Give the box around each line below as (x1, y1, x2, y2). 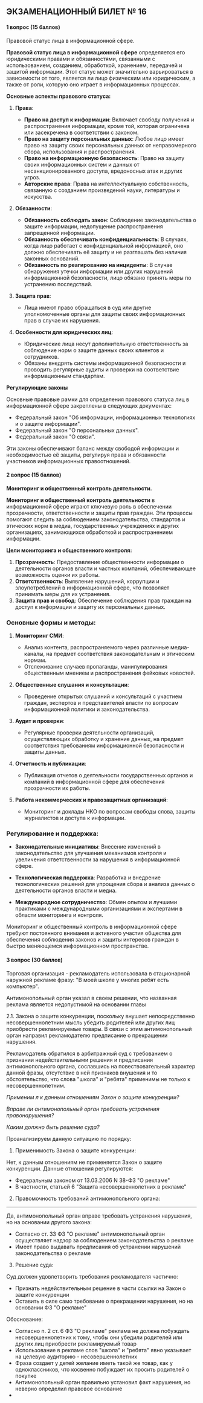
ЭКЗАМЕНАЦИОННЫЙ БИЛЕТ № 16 (6, 7, 147, 17)
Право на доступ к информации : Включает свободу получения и (24, 116, 195, 123)
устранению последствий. (24, 280, 92, 287)
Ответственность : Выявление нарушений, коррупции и (14, 577, 160, 585)
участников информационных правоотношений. (6, 457, 131, 464)
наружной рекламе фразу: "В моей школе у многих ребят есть (6, 976, 169, 983)
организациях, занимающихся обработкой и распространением (6, 528, 173, 536)
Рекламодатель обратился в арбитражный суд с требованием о (6, 1050, 173, 1057)
